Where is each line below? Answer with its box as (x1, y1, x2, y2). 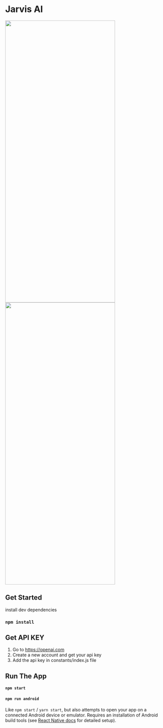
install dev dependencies (5, 607, 57, 613)
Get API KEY (5, 633, 45, 642)
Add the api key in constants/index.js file (12, 657, 97, 663)
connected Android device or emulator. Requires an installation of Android (5, 712, 158, 718)
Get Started (5, 593, 42, 602)
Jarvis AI (5, 4, 43, 15)
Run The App (5, 672, 47, 680)
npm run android (5, 696, 39, 701)
